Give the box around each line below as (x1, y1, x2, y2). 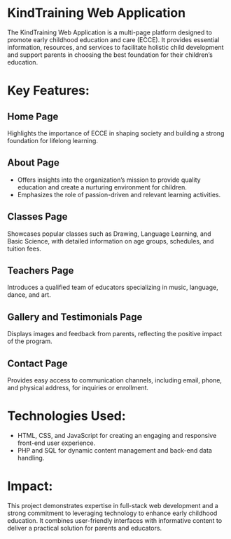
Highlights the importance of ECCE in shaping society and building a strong (7, 128, 225, 138)
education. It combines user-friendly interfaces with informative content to (7, 516, 223, 524)
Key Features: (7, 83, 90, 99)
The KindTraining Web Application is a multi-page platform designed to (7, 28, 212, 36)
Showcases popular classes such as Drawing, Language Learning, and (7, 229, 211, 238)
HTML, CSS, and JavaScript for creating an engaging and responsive (17, 431, 217, 439)
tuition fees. (7, 244, 42, 253)
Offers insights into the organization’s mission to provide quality (17, 175, 201, 184)
